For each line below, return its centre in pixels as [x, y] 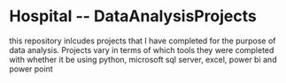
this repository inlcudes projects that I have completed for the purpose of [143, 41]
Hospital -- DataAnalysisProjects [133, 16]
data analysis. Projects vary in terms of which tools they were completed [142, 49]
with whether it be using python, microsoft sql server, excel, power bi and [143, 59]
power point [31, 69]
